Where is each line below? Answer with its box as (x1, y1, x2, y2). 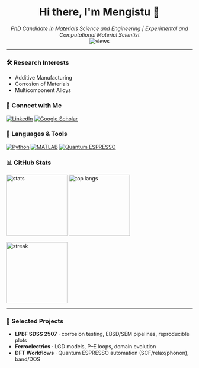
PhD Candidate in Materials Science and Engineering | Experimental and (11, 25, 188, 32)
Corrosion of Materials (14, 80, 70, 88)
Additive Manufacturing (14, 74, 73, 81)
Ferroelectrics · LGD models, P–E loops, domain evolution (14, 343, 156, 350)
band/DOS (14, 356, 41, 363)
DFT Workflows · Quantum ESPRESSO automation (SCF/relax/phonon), (14, 350, 189, 357)
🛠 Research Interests (6, 58, 69, 66)
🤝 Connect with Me (6, 101, 62, 110)
